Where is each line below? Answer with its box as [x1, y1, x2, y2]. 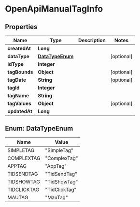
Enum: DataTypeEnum [5, 124, 73, 133]
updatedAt [7, 108, 33, 115]
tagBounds [7, 69, 33, 75]
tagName [7, 92, 29, 99]
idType [7, 61, 24, 67]
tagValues [7, 100, 31, 107]
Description [78, 37, 106, 44]
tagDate [7, 76, 27, 83]
